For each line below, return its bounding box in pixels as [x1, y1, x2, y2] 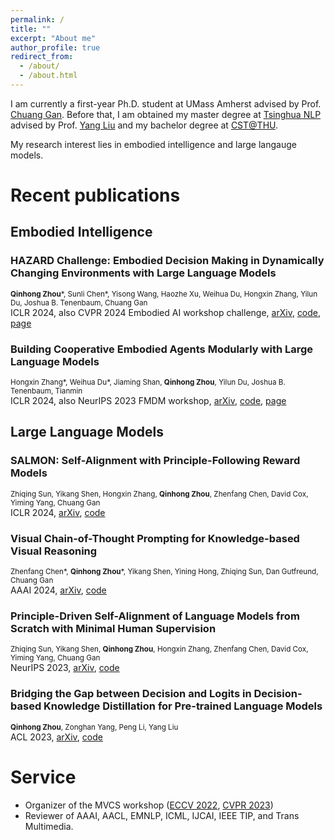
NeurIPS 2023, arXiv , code [10, 662, 120, 674]
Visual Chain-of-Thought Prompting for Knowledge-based [10, 531, 300, 545]
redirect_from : [10, 52, 74, 62]
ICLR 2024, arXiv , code [10, 506, 106, 518]
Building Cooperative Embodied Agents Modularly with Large [10, 342, 314, 356]
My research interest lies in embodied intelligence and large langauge [10, 138, 297, 150]
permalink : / [10, 14, 65, 25]
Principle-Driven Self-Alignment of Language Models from [10, 609, 300, 623]
